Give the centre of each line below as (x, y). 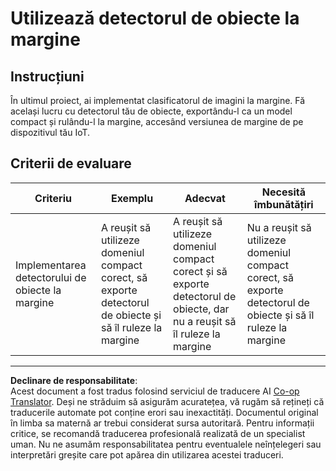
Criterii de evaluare (71, 163)
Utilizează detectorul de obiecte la (155, 18)
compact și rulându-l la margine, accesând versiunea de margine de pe (157, 121)
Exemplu (132, 198)
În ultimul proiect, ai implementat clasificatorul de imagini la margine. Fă (158, 100)
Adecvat (205, 198)
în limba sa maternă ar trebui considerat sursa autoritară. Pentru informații (162, 423)
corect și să (200, 271)
